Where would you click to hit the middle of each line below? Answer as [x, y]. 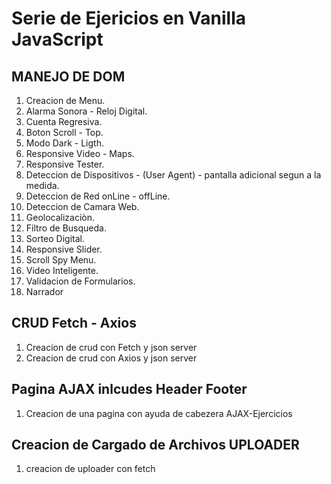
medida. [42, 185]
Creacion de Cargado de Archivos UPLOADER [155, 445]
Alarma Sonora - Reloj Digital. [86, 111]
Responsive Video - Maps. [80, 153]
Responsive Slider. [64, 249]
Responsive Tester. [65, 164]
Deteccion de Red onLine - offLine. [98, 196]
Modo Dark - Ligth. [64, 143]
